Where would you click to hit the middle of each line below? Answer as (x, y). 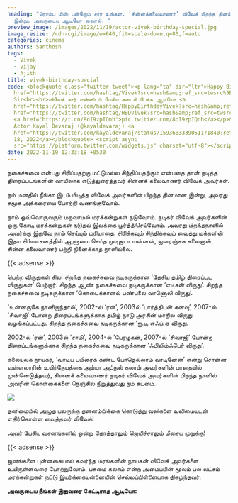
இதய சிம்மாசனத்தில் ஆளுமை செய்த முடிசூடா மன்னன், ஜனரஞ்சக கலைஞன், (110, 241)
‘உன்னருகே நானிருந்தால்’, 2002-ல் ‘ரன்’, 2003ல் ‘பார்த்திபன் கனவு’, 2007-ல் (112, 307)
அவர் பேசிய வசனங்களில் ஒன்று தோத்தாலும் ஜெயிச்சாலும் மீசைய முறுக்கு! (106, 433)
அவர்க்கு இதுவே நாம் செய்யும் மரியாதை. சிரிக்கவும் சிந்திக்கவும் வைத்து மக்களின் (115, 233)
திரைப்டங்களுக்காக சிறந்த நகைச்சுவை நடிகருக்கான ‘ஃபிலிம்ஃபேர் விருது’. (106, 345)
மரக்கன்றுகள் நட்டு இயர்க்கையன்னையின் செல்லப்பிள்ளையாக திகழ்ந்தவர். (104, 477)
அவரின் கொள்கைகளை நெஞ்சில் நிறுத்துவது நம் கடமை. (82, 383)
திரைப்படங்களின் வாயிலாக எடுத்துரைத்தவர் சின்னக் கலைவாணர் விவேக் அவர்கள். (119, 181)
